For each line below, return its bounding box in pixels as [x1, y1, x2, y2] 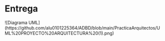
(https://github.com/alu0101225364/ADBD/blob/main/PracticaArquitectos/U [4, 24, 160, 30]
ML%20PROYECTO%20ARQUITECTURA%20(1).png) [4, 30, 114, 36]
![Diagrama [4, 19, 28, 25]
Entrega [4, 3, 38, 14]
